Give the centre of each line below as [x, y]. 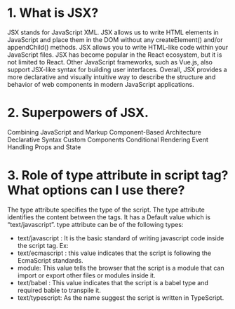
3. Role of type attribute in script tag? [118, 176]
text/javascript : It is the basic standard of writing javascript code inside [121, 238]
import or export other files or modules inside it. [86, 275]
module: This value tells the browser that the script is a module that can [121, 268]
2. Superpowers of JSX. [78, 113]
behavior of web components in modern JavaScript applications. [101, 84]
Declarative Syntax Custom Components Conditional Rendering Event [108, 139]
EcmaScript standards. [50, 260]
